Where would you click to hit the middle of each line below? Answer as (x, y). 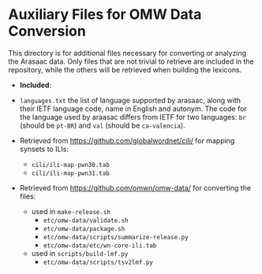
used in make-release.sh (71, 211)
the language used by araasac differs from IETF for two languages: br (133, 117)
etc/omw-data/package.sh (84, 229)
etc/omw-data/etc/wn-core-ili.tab (100, 246)
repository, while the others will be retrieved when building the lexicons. (125, 69)
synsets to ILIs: (44, 149)
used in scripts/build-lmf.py (80, 253)
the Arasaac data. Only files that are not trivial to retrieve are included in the (131, 61)
